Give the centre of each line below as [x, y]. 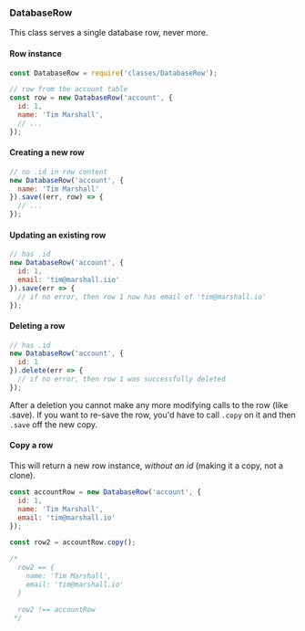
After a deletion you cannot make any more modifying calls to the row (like [149, 405]
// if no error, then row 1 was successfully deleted [122, 379]
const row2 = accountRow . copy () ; [73, 542]
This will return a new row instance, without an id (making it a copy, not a [147, 466]
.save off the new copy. [54, 424]
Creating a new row [47, 152]
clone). [23, 476]
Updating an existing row [58, 235]
